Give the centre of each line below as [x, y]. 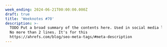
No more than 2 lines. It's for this [49, 32]
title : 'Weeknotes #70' [30, 19]
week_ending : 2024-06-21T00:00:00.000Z [46, 10]
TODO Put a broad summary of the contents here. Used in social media [84, 28]
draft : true [17, 14]
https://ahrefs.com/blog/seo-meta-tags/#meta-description [71, 37]
